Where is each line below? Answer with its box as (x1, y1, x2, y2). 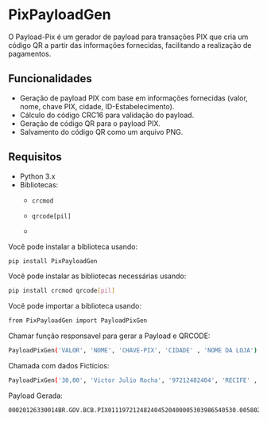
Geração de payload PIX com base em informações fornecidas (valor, (19, 93, 248, 103)
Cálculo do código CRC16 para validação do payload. (19, 110, 195, 120)
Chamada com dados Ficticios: (8, 361, 110, 371)
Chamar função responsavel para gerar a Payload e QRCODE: (8, 331, 211, 340)
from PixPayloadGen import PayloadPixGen (8, 317, 148, 325)
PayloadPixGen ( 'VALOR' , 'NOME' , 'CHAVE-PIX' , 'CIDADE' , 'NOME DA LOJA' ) (8, 347, 258, 355)
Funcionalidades (8, 72, 93, 85)
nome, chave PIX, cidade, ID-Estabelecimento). (19, 101, 175, 111)
